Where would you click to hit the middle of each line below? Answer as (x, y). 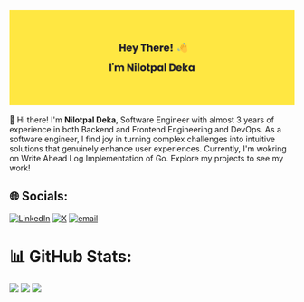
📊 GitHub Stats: (71, 256)
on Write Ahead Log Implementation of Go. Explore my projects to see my (147, 158)
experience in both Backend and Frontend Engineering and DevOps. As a (146, 129)
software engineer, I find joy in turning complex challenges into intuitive (142, 139)
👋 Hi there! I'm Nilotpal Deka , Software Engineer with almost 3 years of (142, 120)
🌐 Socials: (39, 196)
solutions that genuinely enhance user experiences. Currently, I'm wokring (148, 148)
